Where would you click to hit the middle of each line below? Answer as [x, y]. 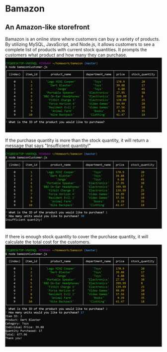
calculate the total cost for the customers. [48, 242]
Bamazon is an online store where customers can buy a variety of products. [83, 39]
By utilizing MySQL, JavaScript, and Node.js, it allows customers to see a [80, 44]
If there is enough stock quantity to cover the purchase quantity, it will [77, 236]
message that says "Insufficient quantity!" [48, 146]
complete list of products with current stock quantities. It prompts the [76, 50]
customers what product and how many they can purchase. [66, 55]
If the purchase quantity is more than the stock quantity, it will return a [77, 141]
